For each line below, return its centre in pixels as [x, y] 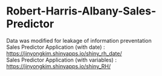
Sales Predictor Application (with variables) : [61, 60]
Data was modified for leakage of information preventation [79, 40]
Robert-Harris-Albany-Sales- [81, 11]
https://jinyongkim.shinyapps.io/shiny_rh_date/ [64, 53]
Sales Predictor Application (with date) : [56, 47]
